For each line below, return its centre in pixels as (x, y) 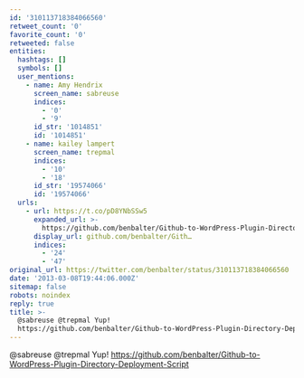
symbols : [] (40, 69)
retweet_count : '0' (46, 26)
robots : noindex (40, 295)
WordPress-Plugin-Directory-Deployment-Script (100, 364)
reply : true (32, 304)
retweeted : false (42, 43)
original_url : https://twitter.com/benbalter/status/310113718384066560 (149, 270)
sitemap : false (38, 287)
